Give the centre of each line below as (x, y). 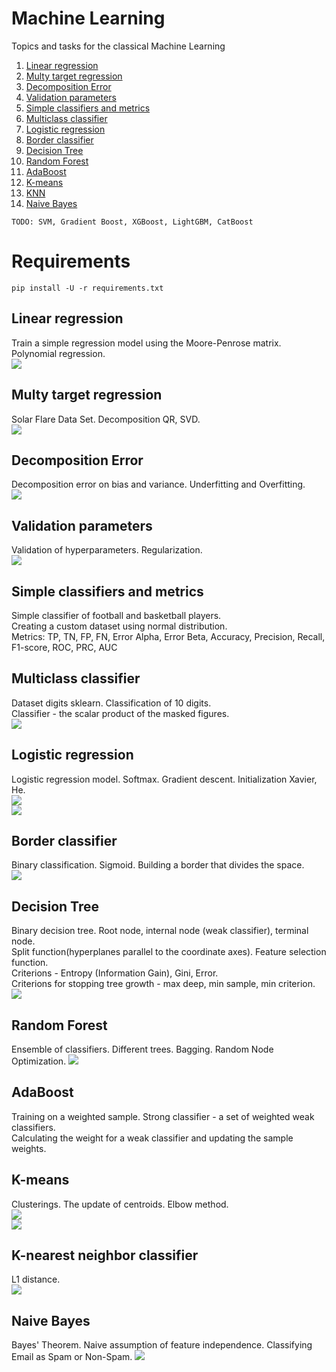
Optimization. (39, 1061)
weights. (29, 1148)
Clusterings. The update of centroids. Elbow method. (120, 1204)
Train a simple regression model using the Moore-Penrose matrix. (146, 343)
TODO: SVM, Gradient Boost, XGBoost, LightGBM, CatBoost (132, 222)
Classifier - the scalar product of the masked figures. (120, 713)
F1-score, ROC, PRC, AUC (64, 647)
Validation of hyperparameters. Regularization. (107, 550)
